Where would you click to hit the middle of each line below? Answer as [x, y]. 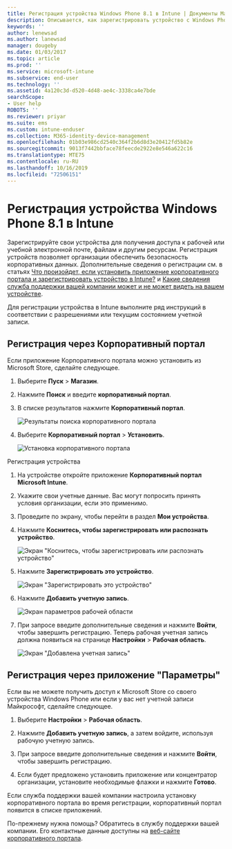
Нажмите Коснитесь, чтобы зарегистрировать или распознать [113, 530]
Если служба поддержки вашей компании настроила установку [102, 796]
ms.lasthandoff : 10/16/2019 [48, 168]
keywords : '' [26, 26]
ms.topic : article [33, 59]
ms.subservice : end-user [43, 78]
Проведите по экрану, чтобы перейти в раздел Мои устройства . [113, 517]
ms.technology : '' [33, 84]
